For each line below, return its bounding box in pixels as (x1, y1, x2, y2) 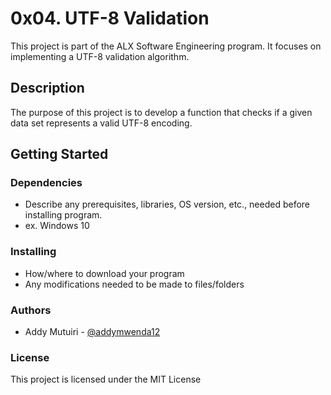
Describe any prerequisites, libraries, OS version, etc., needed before (24, 198, 311, 211)
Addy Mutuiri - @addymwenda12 (24, 326, 161, 338)
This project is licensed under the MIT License (10, 373, 202, 386)
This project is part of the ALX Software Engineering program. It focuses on (10, 40, 322, 52)
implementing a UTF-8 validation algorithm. (10, 50, 190, 62)
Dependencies (10, 176, 83, 190)
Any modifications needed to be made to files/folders (24, 278, 245, 290)
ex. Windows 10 (24, 220, 90, 232)
